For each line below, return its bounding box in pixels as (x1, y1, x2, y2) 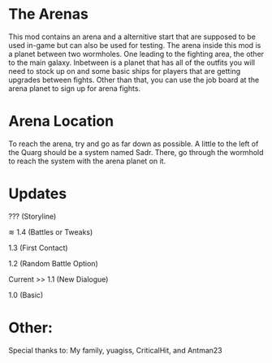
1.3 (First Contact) (8, 243, 68, 253)
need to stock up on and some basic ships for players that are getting (8, 66, 241, 76)
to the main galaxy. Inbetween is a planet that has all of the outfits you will (8, 58, 256, 67)
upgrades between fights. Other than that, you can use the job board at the (8, 75, 260, 84)
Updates (8, 184, 67, 203)
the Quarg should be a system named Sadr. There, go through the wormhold (8, 147, 264, 157)
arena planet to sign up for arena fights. (8, 83, 140, 93)
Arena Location (8, 112, 114, 131)
